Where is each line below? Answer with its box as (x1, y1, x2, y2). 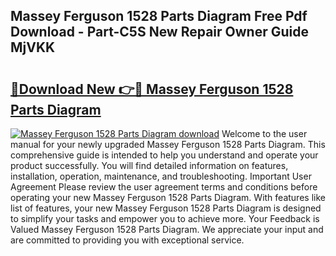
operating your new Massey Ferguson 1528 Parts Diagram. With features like (10, 192, 326, 203)
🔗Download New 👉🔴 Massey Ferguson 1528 (10, 80, 294, 98)
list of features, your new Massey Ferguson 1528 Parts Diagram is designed (10, 202, 322, 214)
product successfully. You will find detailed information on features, (10, 160, 289, 171)
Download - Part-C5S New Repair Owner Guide (10, 24, 310, 41)
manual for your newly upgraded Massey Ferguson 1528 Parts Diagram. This (10, 139, 326, 150)
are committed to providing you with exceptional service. (10, 234, 245, 246)
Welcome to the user (221, 128, 308, 139)
